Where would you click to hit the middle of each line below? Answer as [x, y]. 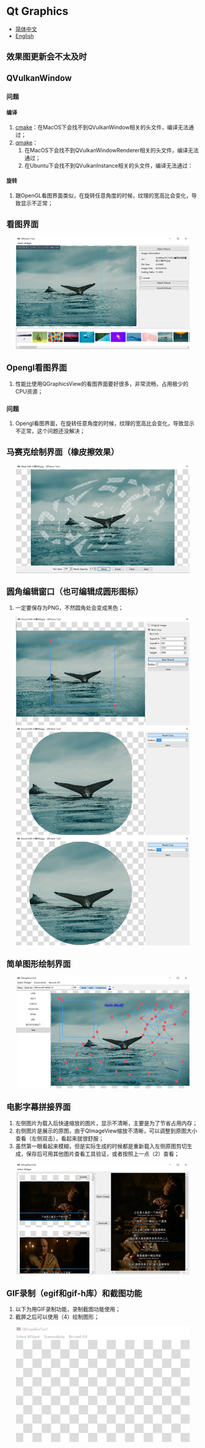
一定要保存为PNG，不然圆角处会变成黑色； [69, 607]
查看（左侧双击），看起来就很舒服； [59, 1138]
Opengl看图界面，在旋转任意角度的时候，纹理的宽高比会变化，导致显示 [105, 423]
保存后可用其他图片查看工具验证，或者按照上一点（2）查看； [103, 1153]
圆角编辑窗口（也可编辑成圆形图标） [75, 592]
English [24, 36]
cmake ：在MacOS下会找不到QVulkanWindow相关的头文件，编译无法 [102, 127]
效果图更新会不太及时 [47, 57]
